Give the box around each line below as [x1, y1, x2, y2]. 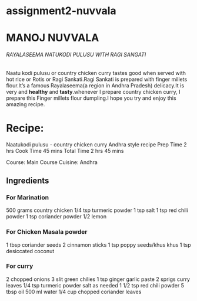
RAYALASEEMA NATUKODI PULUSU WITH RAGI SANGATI [6, 51, 146, 58]
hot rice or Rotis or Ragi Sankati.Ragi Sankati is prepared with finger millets [6, 76, 188, 83]
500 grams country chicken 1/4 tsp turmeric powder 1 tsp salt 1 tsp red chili [6, 207, 188, 214]
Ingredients [6, 175, 49, 185]
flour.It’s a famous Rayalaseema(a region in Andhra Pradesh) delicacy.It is [6, 81, 184, 89]
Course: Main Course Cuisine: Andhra [6, 158, 98, 166]
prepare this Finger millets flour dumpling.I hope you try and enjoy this [6, 94, 176, 102]
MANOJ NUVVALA [6, 31, 99, 45]
